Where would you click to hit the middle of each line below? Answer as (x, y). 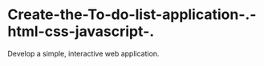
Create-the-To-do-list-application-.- (132, 15)
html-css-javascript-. (81, 31)
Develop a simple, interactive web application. (83, 53)
